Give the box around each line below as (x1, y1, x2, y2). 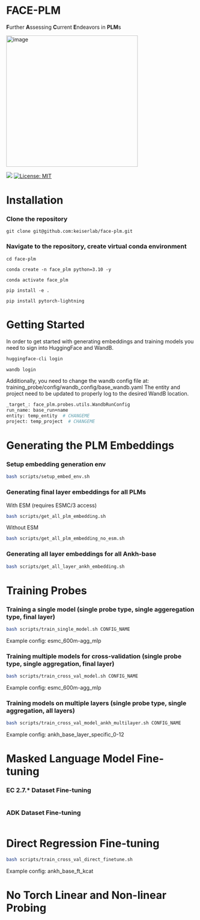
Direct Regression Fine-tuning (6, 837, 160, 850)
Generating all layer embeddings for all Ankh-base (6, 550, 157, 558)
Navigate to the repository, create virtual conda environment (6, 242, 187, 251)
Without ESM (6, 524, 39, 531)
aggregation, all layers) (6, 706, 75, 715)
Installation (6, 193, 64, 207)
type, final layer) (6, 613, 55, 621)
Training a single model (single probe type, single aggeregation (6, 605, 195, 613)
